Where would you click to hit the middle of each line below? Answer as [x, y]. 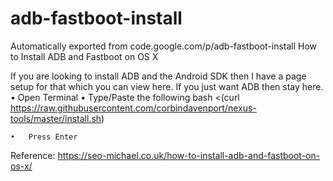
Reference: [33, 155]
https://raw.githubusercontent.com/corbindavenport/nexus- [133, 108]
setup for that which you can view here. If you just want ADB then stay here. [167, 86]
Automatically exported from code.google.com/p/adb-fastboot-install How [164, 46]
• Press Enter [44, 137]
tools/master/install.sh [56, 118]
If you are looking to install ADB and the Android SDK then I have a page [158, 76]
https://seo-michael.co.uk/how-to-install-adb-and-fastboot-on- [189, 155]
